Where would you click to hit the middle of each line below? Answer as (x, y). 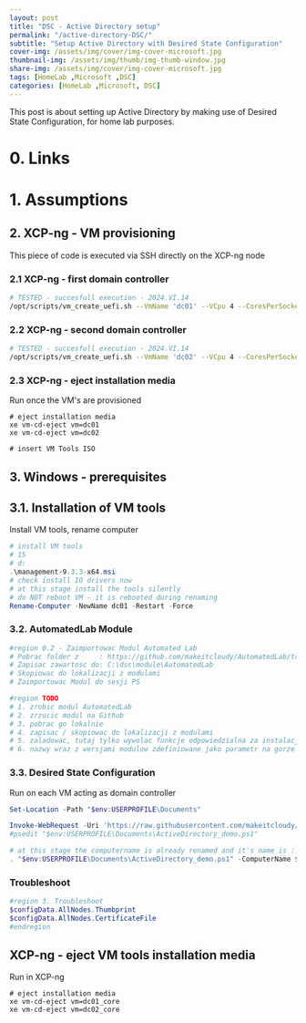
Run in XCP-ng (37, 977)
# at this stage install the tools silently (95, 589)
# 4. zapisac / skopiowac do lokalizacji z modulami (112, 732)
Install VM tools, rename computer (74, 530)
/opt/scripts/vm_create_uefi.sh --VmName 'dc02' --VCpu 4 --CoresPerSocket (156, 357)
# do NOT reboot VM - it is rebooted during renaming (114, 597)
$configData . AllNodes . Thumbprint (73, 910)
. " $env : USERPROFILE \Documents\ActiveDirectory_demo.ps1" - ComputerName (150, 859)
